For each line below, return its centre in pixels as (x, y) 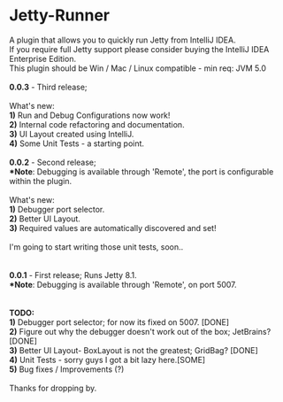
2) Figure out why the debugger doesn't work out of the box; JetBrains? (140, 331)
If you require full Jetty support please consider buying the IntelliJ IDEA (139, 49)
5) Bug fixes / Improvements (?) (67, 369)
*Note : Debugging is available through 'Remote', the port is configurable (141, 171)
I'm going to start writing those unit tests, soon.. (96, 247)
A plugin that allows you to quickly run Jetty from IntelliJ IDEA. (122, 40)
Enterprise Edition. (43, 58)
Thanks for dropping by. (53, 388)
